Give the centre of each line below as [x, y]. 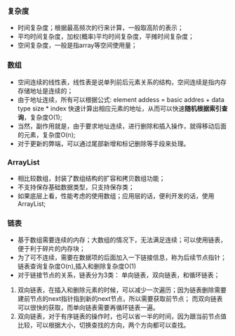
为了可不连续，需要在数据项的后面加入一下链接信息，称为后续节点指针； [122, 257]
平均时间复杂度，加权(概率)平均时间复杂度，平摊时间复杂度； [106, 37]
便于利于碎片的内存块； [51, 249]
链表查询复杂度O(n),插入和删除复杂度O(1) [77, 266]
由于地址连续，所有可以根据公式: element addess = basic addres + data [121, 99]
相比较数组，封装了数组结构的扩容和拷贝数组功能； [91, 178]
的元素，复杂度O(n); [46, 134]
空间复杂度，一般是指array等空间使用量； [77, 45]
